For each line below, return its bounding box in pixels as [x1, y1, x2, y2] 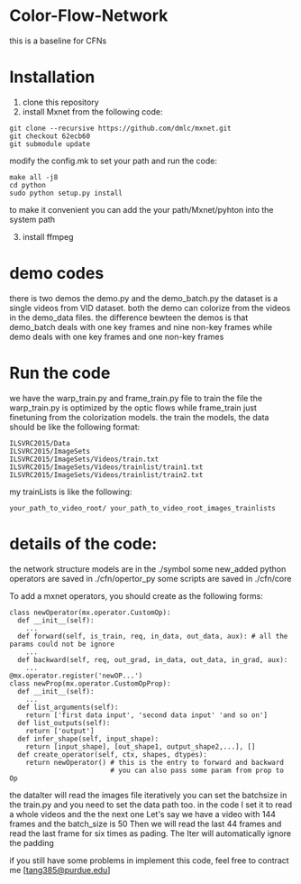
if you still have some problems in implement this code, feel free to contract [9, 854, 290, 866]
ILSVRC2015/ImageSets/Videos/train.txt [9, 455, 160, 464]
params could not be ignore [9, 640, 115, 649]
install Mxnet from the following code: [22, 106, 163, 117]
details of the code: [9, 533, 158, 554]
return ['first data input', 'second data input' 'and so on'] [25, 710, 269, 720]
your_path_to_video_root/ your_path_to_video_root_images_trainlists [9, 503, 277, 512]
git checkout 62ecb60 [9, 132, 91, 141]
